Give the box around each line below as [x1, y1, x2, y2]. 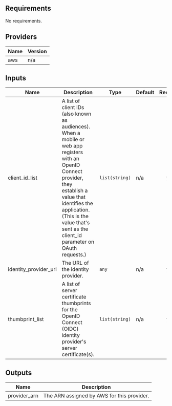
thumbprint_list [8, 316, 44, 323]
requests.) [61, 251, 87, 258]
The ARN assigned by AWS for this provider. [43, 392, 149, 399]
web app [61, 142, 83, 149]
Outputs [5, 368, 32, 377]
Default [136, 89, 155, 96]
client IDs [61, 104, 84, 111]
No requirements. [5, 17, 42, 24]
